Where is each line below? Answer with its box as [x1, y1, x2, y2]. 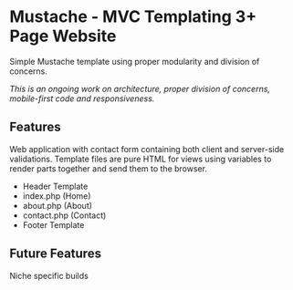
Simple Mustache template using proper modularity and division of [9, 56, 260, 67]
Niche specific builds [9, 270, 89, 281]
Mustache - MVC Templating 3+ [9, 6, 257, 27]
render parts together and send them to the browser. [9, 162, 208, 174]
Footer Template [22, 219, 85, 230]
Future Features [9, 246, 102, 262]
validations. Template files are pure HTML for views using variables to [9, 153, 272, 164]
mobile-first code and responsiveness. [9, 93, 155, 104]
